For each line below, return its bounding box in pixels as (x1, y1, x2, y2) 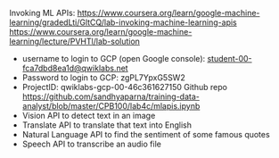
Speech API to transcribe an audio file (21, 138, 162, 149)
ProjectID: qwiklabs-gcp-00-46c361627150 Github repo (21, 82, 227, 92)
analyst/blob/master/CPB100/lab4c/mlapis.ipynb (21, 101, 201, 111)
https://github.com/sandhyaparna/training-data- (21, 91, 201, 102)
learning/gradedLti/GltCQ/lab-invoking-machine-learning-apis (9, 17, 238, 28)
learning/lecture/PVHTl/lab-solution (9, 36, 141, 46)
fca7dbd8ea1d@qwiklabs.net (21, 62, 128, 73)
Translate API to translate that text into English (21, 120, 192, 130)
